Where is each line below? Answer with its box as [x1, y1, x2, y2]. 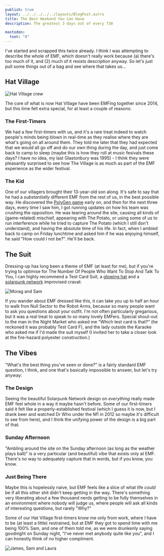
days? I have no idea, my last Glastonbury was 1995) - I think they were [5, 155, 149, 161]
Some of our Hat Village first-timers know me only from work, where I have [5, 515, 157, 521]
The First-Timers [5, 117, 46, 124]
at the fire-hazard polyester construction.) [5, 335, 90, 341]
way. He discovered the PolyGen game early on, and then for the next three [5, 200, 158, 205]
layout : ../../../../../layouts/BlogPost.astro [5, 12, 105, 17]
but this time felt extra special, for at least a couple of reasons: [5, 105, 132, 111]
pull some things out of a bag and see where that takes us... [5, 63, 126, 69]
